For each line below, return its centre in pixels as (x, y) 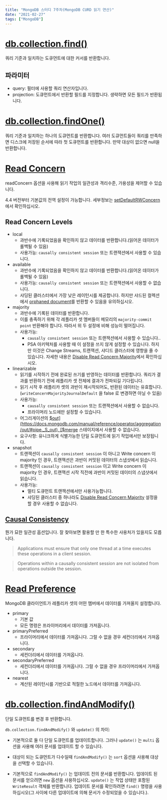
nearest (20, 678)
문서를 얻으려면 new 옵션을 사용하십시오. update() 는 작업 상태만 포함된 (81, 780)
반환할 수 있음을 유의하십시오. (105, 301)
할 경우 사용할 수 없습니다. (53, 503)
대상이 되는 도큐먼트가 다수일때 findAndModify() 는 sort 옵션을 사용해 (81, 757)
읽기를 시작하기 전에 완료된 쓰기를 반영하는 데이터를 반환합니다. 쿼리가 (88, 374)
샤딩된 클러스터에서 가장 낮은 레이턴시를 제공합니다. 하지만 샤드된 (83, 295)
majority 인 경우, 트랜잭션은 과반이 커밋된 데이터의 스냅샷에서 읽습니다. (89, 460)
